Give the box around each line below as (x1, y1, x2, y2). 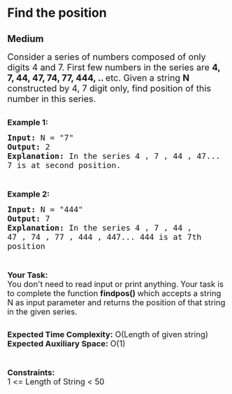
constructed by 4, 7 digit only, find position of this (7, 83, 212, 94)
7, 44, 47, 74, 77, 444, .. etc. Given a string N (7, 72, 190, 83)
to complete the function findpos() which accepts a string (7, 288, 222, 298)
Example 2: (7, 189, 50, 199)
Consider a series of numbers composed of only (7, 51, 206, 62)
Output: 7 (7, 213, 50, 223)
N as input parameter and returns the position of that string (7, 297, 226, 307)
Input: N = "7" (7, 133, 74, 143)
